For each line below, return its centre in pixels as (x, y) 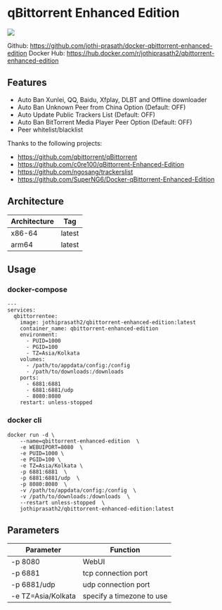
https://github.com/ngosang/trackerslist (75, 172)
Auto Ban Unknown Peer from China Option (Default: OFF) (102, 107)
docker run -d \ (31, 435)
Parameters (33, 530)
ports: (30, 378)
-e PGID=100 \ (40, 459)
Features (27, 83)
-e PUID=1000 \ (42, 453)
